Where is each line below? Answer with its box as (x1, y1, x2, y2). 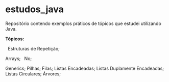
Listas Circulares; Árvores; (5, 70, 61, 77)
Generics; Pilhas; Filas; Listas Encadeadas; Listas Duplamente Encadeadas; (5, 65, 164, 71)
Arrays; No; (5, 55, 32, 62)
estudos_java (5, 4, 64, 15)
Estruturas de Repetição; (7, 45, 60, 51)
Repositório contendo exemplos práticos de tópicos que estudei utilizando (5, 20, 162, 26)
